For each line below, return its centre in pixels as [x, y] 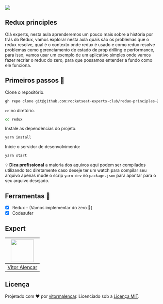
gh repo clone [19, 101]
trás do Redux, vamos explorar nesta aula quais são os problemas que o [77, 39]
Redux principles [31, 23]
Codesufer [23, 213]
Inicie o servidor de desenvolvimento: [43, 147]
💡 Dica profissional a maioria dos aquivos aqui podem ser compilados [75, 165]
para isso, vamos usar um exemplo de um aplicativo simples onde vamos [78, 55]
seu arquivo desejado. [27, 181]
